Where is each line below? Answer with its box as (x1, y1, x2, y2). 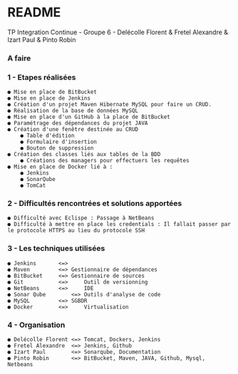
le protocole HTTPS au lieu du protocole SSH (7, 227, 145, 234)
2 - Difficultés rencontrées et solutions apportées (7, 199, 182, 209)
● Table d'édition (20, 133, 75, 140)
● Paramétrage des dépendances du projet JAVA (7, 120, 148, 127)
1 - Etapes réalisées (7, 72, 76, 82)
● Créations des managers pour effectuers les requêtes (20, 157, 190, 165)
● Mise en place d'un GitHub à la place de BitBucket (7, 113, 171, 121)
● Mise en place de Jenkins (7, 95, 91, 102)
